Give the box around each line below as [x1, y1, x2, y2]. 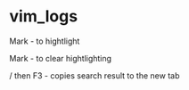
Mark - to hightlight [9, 36, 80, 46]
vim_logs [9, 6, 78, 27]
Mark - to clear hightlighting [9, 53, 112, 63]
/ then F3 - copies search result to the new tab [9, 70, 180, 81]
